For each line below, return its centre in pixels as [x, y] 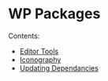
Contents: [24, 36]
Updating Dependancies [59, 67]
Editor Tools [39, 51]
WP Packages [54, 14]
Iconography [40, 60]
